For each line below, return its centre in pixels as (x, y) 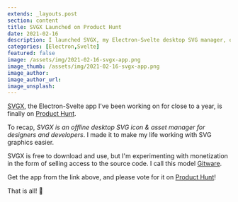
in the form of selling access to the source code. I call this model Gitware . (115, 164)
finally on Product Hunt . (42, 114)
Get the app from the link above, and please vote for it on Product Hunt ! (112, 177)
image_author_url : (34, 79)
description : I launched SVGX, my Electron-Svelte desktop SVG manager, (117, 40)
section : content (33, 20)
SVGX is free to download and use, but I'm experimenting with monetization (118, 156)
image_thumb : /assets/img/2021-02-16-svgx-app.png (84, 66)
